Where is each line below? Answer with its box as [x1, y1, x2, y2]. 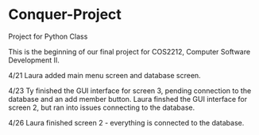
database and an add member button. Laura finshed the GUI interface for [8, 94, 248, 103]
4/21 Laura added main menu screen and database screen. [8, 70, 201, 80]
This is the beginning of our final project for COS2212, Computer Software [8, 47, 251, 56]
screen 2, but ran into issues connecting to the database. [8, 103, 195, 112]
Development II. [8, 55, 60, 65]
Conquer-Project [8, 6, 122, 24]
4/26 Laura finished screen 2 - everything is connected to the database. [8, 118, 245, 127]
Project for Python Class [8, 32, 88, 41]
